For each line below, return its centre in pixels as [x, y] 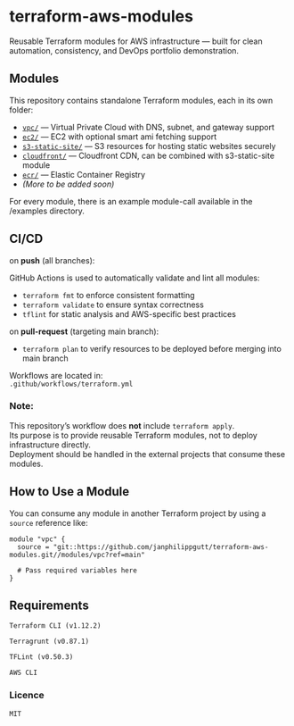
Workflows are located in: [56, 375]
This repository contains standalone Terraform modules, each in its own [141, 100]
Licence [27, 696]
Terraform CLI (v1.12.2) [55, 626]
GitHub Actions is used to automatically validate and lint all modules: [135, 278]
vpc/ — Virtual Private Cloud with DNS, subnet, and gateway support [148, 127]
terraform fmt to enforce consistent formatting [108, 295]
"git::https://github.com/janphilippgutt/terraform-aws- [161, 547]
